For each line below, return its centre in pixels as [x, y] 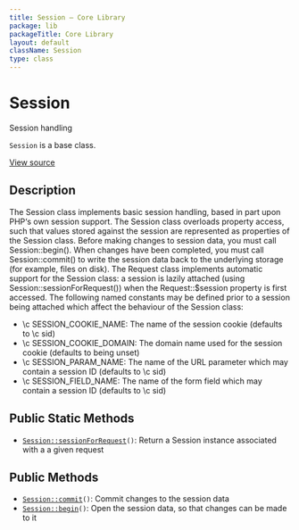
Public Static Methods [72, 419]
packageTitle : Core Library [62, 34]
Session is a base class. [53, 145]
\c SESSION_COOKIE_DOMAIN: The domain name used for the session [152, 343]
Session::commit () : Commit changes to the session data [126, 499]
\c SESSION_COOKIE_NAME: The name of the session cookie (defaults [152, 324]
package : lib [33, 26]
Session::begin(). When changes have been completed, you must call [137, 250]
